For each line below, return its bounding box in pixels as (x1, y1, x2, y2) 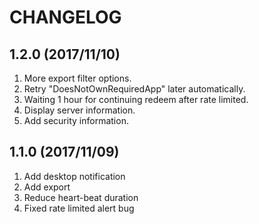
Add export (23, 181, 71, 193)
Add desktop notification (23, 170, 126, 182)
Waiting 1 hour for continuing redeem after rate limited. (23, 94, 249, 105)
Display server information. (23, 104, 136, 116)
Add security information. (23, 115, 129, 126)
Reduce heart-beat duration (23, 191, 139, 203)
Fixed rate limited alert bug (23, 202, 135, 214)
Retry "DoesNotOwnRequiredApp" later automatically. (23, 83, 246, 95)
